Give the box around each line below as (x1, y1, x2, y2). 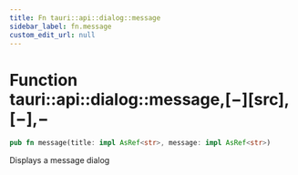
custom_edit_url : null (9, 30, 96, 39)
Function (9, 69, 78, 90)
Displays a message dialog (9, 155, 110, 166)
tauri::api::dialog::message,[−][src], (9, 88, 290, 109)
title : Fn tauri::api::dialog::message (9, 13, 161, 23)
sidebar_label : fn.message (9, 22, 112, 31)
